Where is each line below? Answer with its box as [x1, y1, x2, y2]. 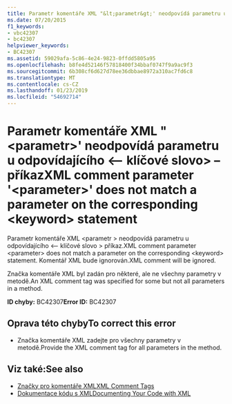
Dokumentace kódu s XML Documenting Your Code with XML [17, 389, 191, 397]
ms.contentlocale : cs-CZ [7, 81, 79, 88]
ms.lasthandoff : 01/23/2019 [7, 87, 88, 94]
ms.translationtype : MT [7, 74, 76, 81]
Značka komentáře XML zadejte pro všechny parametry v [17, 336, 182, 344]
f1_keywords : [7, 23, 45, 30]
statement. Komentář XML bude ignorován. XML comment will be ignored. [7, 256, 216, 264]
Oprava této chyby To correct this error [7, 318, 176, 329]
